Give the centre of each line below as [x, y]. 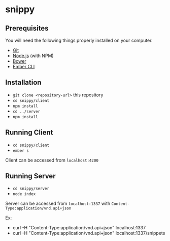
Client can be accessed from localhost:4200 [52, 160]
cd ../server [26, 111]
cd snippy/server [31, 189]
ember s [21, 151]
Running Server [30, 176]
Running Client [29, 133]
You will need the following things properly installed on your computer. [79, 40]
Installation [23, 83]
